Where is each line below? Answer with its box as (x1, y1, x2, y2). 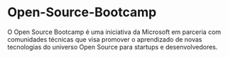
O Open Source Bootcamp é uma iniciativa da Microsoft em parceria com (7, 28, 222, 36)
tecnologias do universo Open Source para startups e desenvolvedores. (7, 42, 218, 51)
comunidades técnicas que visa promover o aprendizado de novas (7, 35, 202, 43)
